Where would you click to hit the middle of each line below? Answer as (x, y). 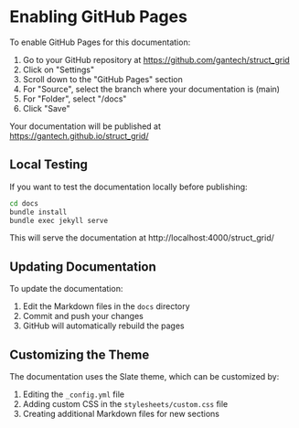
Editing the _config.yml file (74, 394)
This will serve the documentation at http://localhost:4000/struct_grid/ (142, 238)
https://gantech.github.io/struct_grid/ (79, 135)
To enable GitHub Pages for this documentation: (100, 42)
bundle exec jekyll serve (59, 220)
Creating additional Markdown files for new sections (121, 414)
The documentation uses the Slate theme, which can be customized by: (144, 376)
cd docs (24, 203)
